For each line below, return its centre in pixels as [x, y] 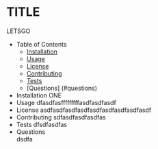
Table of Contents [41, 44]
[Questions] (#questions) [62, 88]
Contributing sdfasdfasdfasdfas [61, 117]
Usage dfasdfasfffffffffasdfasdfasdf [66, 102]
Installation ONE [39, 95]
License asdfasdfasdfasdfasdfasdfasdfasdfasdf [84, 110]
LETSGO [18, 31]
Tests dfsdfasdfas [42, 124]
